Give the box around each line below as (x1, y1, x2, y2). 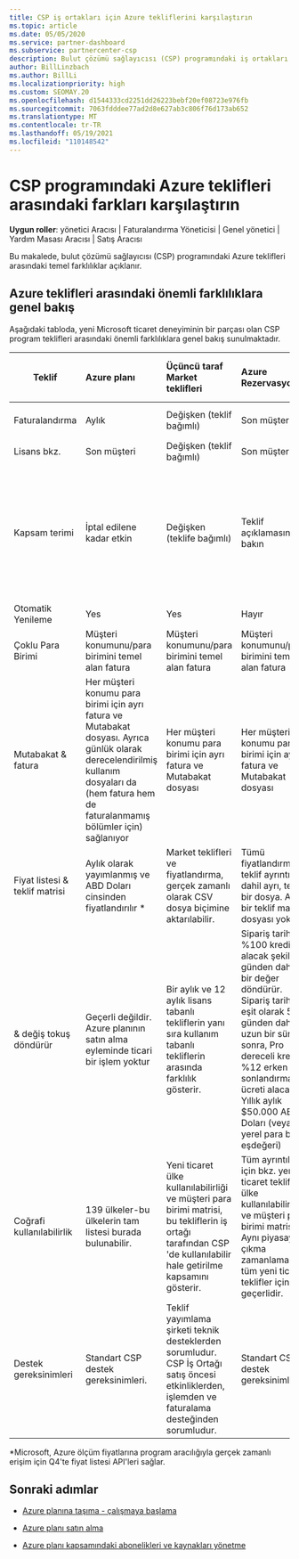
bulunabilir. (85, 1237, 132, 1249)
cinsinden (85, 890, 126, 902)
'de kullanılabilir (166, 1248, 231, 1261)
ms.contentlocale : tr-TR (9, 121, 101, 130)
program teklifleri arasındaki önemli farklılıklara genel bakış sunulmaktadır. (9, 333, 281, 344)
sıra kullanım (166, 1027, 220, 1040)
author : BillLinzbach (9, 63, 90, 72)
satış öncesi (166, 1368, 216, 1381)
